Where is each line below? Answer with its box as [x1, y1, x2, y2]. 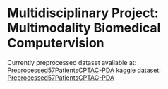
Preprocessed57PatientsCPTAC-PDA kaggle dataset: [7, 66, 161, 74]
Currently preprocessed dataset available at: [7, 58, 137, 66]
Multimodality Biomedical [7, 20, 161, 36]
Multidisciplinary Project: [7, 5, 159, 21]
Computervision [7, 35, 104, 51]
